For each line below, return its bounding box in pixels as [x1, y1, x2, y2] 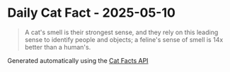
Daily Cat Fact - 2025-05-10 [7, 5, 176, 21]
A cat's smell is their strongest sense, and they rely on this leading [24, 28, 219, 36]
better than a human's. [24, 43, 91, 51]
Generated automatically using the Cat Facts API [7, 56, 149, 64]
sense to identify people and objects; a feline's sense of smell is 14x [24, 35, 224, 43]
